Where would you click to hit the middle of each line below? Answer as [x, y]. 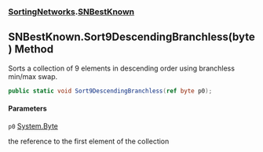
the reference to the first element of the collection [89, 141]
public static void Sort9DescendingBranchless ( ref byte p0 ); [110, 91]
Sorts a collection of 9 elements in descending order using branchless [122, 68]
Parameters [27, 109]
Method [34, 49]
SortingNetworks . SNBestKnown [71, 12]
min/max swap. [33, 76]
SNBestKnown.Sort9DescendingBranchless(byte [131, 37]
